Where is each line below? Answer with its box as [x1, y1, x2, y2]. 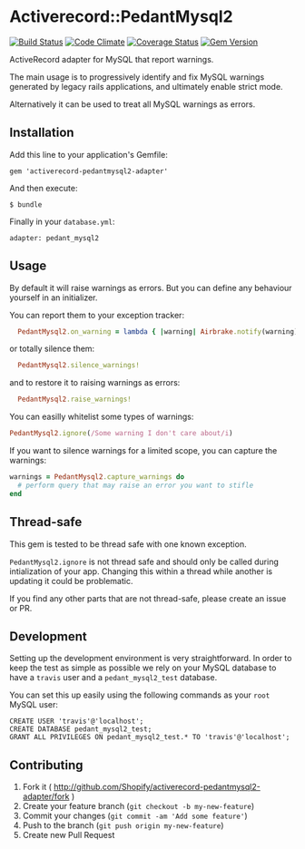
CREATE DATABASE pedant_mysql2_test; [9, 725, 152, 734]
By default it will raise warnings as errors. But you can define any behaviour [9, 282, 292, 293]
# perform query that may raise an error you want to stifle [17, 481, 254, 490]
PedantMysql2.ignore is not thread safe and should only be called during [9, 556, 279, 567]
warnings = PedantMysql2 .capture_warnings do [9, 473, 184, 482]
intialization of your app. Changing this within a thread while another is [9, 565, 273, 577]
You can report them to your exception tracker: [9, 309, 184, 320]
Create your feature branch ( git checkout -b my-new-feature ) [22, 801, 255, 812]
